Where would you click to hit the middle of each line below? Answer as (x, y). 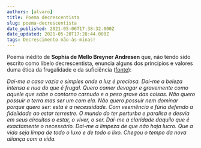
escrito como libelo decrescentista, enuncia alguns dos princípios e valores (100, 63)
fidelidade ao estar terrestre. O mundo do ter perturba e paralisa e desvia (98, 113)
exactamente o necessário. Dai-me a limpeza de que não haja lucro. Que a (100, 126)
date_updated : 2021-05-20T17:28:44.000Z (58, 34)
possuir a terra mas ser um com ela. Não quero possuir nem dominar (93, 100)
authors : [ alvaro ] (30, 12)
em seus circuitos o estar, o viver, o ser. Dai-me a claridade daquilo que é (98, 120)
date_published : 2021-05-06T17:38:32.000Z (61, 29)
